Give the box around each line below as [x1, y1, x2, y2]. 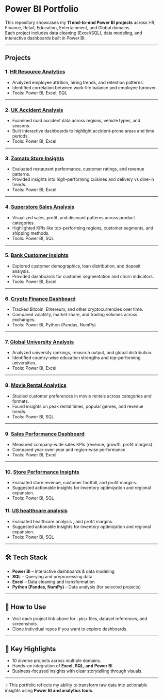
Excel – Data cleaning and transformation [12, 579, 95, 585]
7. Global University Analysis [5, 339, 74, 345]
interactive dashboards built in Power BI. [5, 35, 86, 41]
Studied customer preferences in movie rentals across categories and [12, 393, 152, 399]
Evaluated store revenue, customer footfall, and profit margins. [12, 480, 137, 486]
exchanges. [12, 317, 35, 322]
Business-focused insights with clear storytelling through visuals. [12, 668, 143, 674]
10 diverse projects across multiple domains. [12, 658, 101, 663]
